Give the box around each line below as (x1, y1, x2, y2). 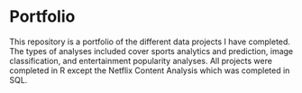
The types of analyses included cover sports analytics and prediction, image (9, 45, 294, 56)
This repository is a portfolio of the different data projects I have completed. (9, 36, 291, 47)
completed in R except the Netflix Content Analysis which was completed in (9, 65, 290, 76)
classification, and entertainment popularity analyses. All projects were (9, 55, 273, 66)
